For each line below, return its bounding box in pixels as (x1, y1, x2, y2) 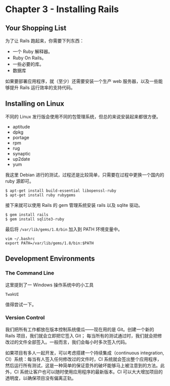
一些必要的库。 (12, 61, 44, 67)
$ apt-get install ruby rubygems (5, 192, 76, 198)
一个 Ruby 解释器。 (12, 49, 53, 54)
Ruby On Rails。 (12, 55, 47, 61)
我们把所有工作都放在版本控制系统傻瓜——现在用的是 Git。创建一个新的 (5, 326, 154, 332)
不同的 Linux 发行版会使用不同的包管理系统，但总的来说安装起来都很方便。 (5, 113, 161, 119)
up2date (12, 156, 30, 162)
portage (12, 134, 29, 140)
